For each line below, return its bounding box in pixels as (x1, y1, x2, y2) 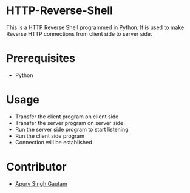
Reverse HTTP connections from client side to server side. (6, 30, 152, 37)
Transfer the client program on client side (15, 113, 119, 120)
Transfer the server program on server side (15, 119, 123, 126)
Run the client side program (15, 132, 85, 140)
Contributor (6, 160, 67, 174)
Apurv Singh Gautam (15, 180, 68, 187)
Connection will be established (15, 138, 92, 146)
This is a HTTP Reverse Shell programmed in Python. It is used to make (6, 24, 185, 31)
